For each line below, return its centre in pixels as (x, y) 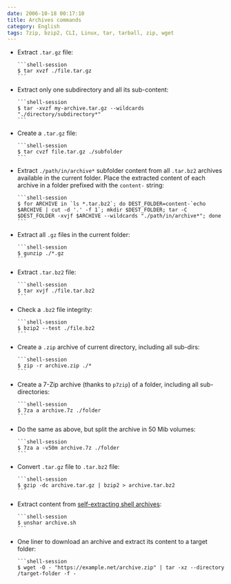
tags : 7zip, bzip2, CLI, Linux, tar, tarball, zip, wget (91, 33)
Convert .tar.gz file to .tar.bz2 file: (68, 467)
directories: (33, 392)
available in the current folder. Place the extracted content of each (111, 178)
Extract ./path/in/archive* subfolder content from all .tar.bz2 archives (120, 171)
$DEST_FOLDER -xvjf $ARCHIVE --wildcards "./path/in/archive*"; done (119, 216)
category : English (33, 26)
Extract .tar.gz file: (45, 52)
